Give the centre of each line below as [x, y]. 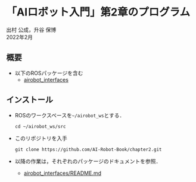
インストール [30, 100]
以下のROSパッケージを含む [49, 73]
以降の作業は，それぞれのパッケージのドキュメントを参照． [88, 161]
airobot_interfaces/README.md [62, 173]
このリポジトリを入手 [41, 138]
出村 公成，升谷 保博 [31, 30]
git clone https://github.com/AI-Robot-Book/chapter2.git [88, 149]
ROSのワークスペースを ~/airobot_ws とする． [70, 115]
